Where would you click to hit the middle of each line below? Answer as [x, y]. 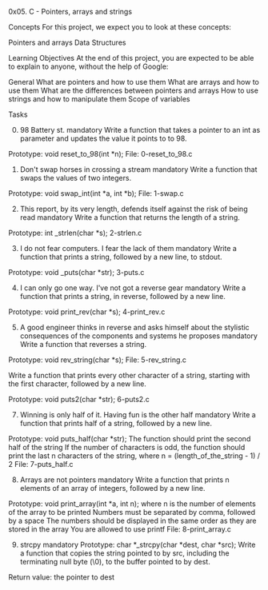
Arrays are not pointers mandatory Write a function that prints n [124, 480]
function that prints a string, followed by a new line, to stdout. [121, 257]
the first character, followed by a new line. [77, 384]
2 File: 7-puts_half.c [41, 464]
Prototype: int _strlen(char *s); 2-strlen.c [75, 233]
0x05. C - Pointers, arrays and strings [70, 12]
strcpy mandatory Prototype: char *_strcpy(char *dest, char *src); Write [138, 544]
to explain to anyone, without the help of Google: [88, 66]
